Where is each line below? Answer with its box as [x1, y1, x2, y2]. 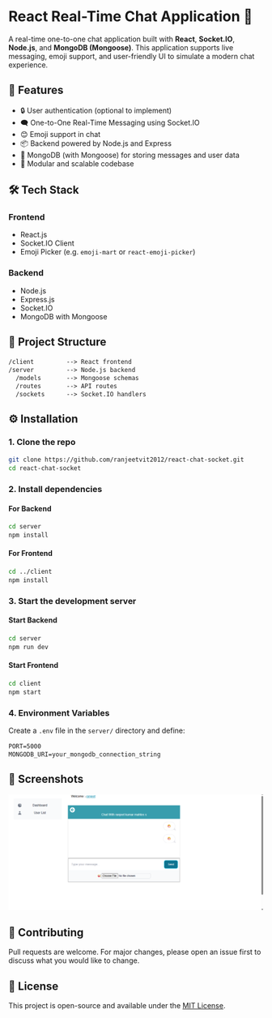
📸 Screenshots [8, 772, 84, 786]
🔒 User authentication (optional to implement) [19, 105, 172, 115]
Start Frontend [8, 661, 59, 670]
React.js [19, 230, 48, 240]
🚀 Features [8, 83, 64, 97]
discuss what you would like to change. [8, 956, 140, 965]
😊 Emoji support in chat [19, 129, 101, 139]
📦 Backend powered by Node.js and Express [19, 138, 172, 148]
